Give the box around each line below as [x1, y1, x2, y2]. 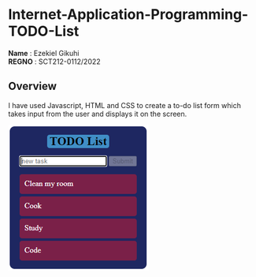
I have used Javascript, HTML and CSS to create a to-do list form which [8, 100, 242, 110]
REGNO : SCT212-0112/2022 [8, 57, 101, 66]
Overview [8, 80, 58, 93]
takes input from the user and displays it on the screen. [8, 109, 187, 118]
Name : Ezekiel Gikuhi [8, 48, 80, 58]
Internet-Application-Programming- [8, 6, 249, 24]
